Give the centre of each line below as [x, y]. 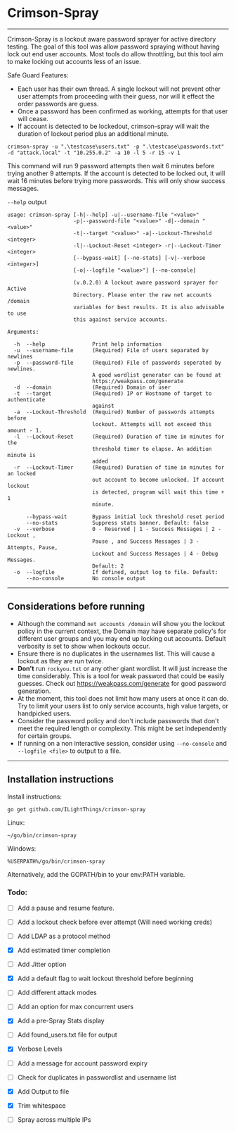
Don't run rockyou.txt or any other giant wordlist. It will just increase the [122, 668]
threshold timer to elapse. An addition [152, 449]
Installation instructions [60, 780]
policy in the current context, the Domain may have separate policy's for [122, 631]
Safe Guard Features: [38, 75]
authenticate [26, 399]
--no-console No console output [86, 578]
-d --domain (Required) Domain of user [92, 387]
